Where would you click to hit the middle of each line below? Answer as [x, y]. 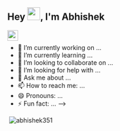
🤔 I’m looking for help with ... [59, 70]
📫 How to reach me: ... [51, 85]
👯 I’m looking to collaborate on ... [65, 62]
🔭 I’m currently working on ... [59, 47]
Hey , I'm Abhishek [56, 17]
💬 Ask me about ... [44, 77]
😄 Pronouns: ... [40, 95]
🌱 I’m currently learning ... [55, 55]
